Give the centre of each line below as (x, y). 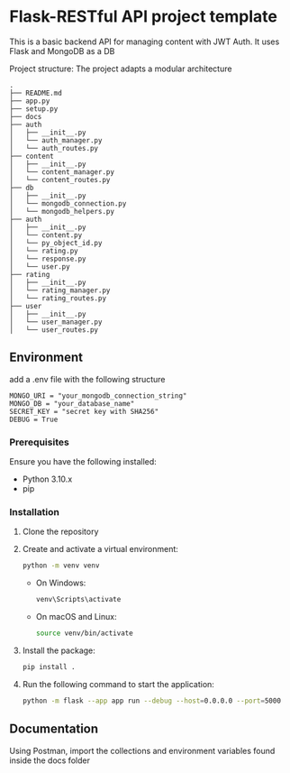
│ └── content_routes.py (60, 179)
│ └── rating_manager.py (60, 290)
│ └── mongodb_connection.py (68, 203)
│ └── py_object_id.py (56, 243)
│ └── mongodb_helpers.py (62, 211)
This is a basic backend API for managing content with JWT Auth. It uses (145, 41)
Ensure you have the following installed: (83, 462)
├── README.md (36, 93)
